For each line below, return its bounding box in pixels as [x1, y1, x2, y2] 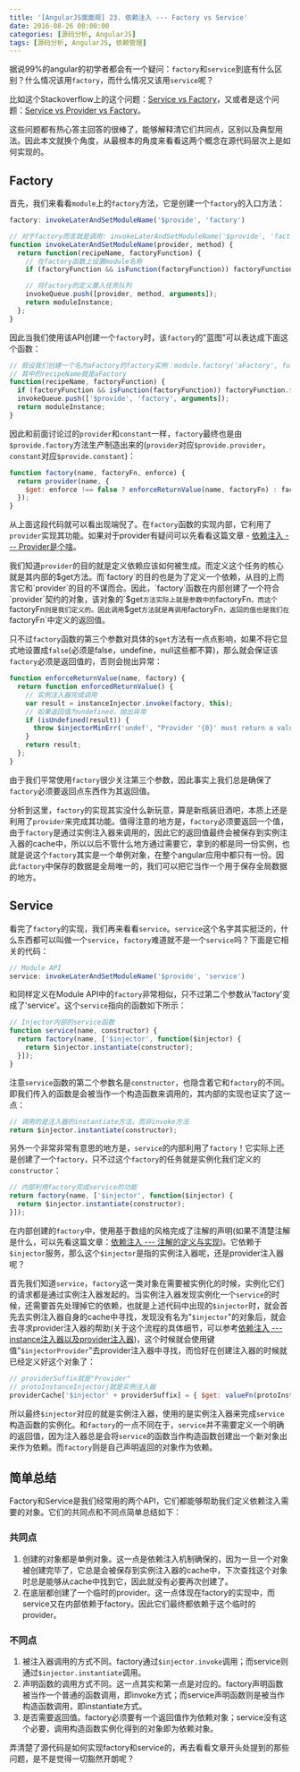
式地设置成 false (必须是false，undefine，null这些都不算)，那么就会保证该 [9, 645, 279, 656]
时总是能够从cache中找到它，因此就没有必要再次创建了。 [21, 1576, 234, 1587]
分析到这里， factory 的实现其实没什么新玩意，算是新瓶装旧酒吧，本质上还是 [9, 805, 288, 815]
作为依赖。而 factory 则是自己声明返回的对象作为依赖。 [16, 1442, 218, 1453]
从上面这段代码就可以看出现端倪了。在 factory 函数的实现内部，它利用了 [9, 519, 272, 530]
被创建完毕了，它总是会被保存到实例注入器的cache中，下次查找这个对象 [21, 1564, 288, 1575]
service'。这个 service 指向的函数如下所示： [27, 1000, 187, 1011]
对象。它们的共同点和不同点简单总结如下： [24, 1507, 181, 1518]
